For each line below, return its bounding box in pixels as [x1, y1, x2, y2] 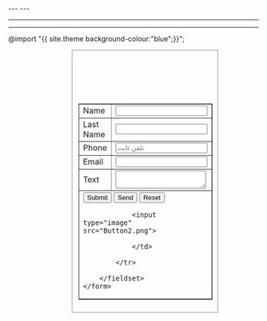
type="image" [83, 218, 133, 227]
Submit [87, 193, 108, 202]
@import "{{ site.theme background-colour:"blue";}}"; [8, 34, 185, 43]
